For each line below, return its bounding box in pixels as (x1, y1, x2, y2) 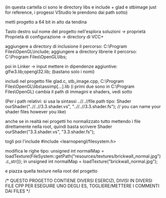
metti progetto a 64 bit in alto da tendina (5, 19, 87, 25)
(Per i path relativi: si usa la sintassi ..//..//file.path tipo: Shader (5, 98, 132, 104)
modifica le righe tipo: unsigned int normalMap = (5, 148, 105, 154)
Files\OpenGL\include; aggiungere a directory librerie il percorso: (5, 49, 137, 54)
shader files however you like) (5, 109, 66, 115)
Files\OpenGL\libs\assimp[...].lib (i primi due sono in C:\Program (5, 83, 135, 89)
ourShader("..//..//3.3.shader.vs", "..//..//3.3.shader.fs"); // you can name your (5, 104, 161, 109)
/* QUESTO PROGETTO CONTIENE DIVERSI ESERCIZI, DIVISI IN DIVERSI (5, 178, 152, 183)
